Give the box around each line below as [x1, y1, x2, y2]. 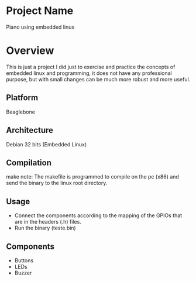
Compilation [6, 157, 51, 167]
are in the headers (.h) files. [14, 218, 82, 225]
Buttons [14, 256, 34, 264]
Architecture [6, 125, 54, 135]
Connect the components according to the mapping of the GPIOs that [14, 212, 183, 219]
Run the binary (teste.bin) [14, 224, 76, 232]
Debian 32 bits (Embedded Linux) [6, 140, 87, 148]
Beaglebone [6, 108, 35, 115]
